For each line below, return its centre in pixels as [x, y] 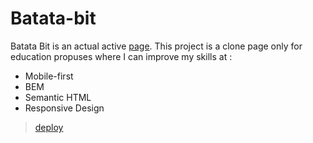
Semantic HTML [58, 97]
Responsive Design [64, 108]
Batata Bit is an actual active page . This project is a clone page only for [156, 46]
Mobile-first [49, 76]
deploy [49, 127]
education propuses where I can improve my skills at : [121, 56]
